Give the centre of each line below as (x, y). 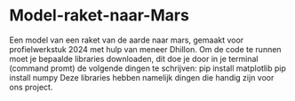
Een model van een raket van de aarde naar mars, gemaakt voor (127, 40)
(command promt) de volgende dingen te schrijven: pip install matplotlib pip (147, 68)
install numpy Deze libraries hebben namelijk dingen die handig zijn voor (142, 77)
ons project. (31, 87)
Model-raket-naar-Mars (99, 16)
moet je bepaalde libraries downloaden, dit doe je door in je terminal (134, 58)
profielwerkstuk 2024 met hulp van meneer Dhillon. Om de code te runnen (145, 49)
